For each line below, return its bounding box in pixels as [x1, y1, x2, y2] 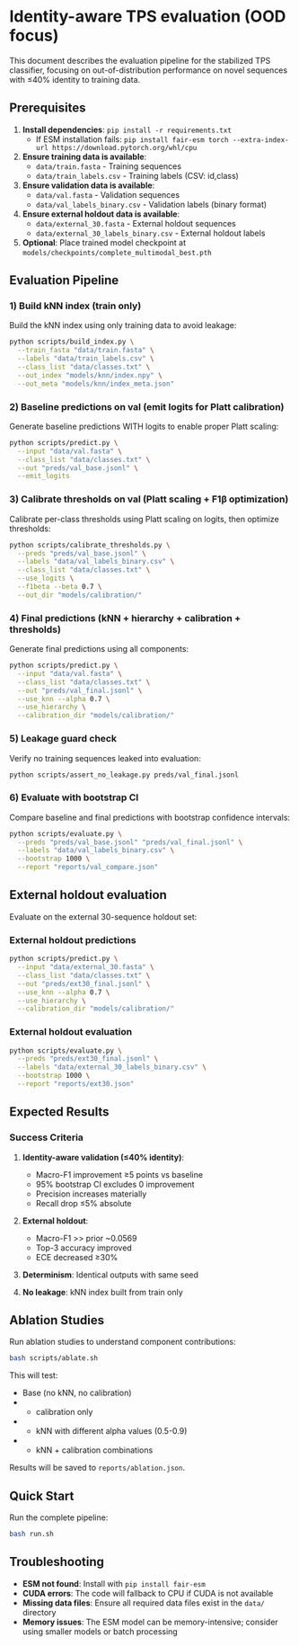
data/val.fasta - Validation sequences [35, 189, 180, 200]
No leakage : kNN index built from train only [22, 1286, 184, 1297]
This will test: [9, 1370, 58, 1381]
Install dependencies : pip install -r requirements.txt [22, 124, 232, 135]
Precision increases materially [35, 1188, 147, 1199]
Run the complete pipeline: [9, 1512, 109, 1523]
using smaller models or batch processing [22, 1625, 178, 1637]
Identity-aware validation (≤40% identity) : [22, 1152, 184, 1162]
